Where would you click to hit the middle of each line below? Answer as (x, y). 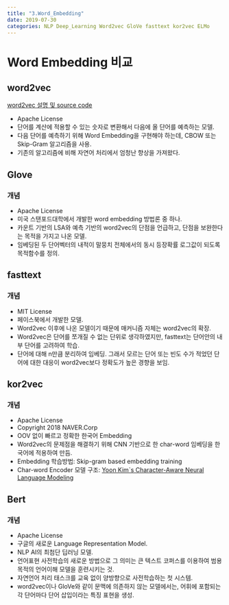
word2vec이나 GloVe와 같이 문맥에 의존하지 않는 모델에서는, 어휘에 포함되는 (119, 587)
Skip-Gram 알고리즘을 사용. (54, 144)
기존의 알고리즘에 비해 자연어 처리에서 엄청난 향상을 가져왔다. (98, 153)
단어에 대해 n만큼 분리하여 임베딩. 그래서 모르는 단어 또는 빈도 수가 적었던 (114, 354)
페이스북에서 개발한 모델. (50, 319)
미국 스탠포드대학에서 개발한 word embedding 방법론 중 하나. (99, 219)
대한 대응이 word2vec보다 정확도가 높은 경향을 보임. (100, 362)
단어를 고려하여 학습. (52, 345)
